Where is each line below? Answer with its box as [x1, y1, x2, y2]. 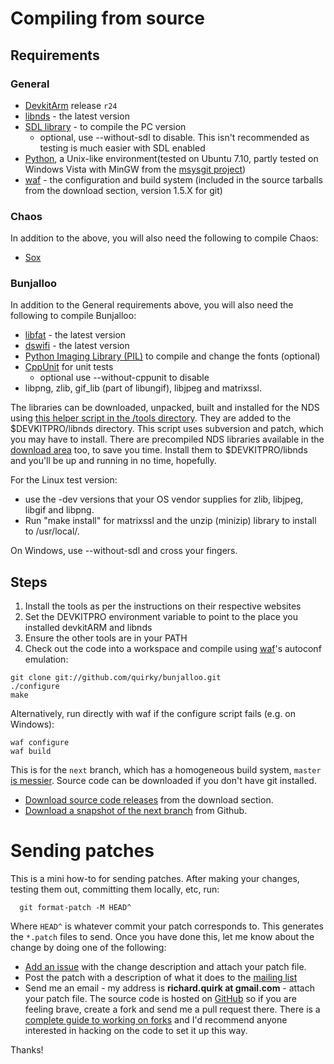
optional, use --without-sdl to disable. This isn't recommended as [39, 131, 310, 143]
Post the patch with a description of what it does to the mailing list [24, 972, 298, 984]
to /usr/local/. [24, 525, 80, 537]
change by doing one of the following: [10, 942, 167, 954]
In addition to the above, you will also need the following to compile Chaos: [10, 232, 319, 244]
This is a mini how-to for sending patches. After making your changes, [10, 873, 300, 885]
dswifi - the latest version [24, 340, 130, 352]
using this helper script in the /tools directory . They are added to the [10, 412, 292, 424]
